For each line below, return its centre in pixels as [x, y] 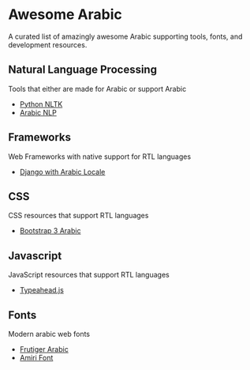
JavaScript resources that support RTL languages [89, 275]
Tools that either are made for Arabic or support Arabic [97, 89]
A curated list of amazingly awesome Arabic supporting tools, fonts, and [125, 36]
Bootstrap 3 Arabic [50, 231]
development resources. [48, 44]
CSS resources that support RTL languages [78, 216]
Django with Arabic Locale [62, 172]
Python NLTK [41, 104]
